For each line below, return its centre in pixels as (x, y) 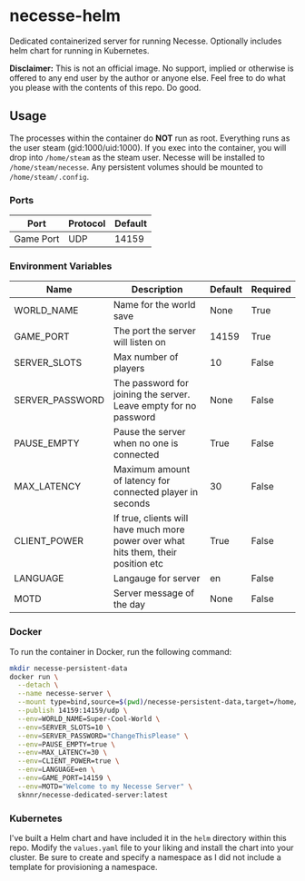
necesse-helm (65, 16)
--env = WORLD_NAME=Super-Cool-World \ (89, 718)
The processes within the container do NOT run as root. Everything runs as (150, 138)
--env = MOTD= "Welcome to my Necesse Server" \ (105, 787)
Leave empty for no (155, 406)
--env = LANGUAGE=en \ (56, 770)
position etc (138, 564)
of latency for (142, 480)
